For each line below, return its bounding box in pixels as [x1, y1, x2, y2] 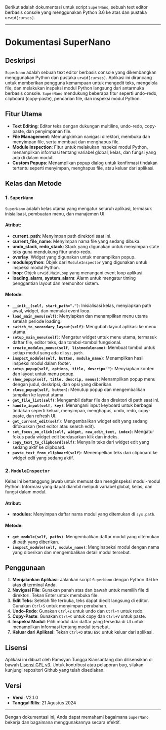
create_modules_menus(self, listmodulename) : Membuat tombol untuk [12, 344, 156, 350]
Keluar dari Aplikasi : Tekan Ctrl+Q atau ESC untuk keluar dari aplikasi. [12, 629, 154, 635]
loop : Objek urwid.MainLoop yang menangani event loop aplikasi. [12, 269, 144, 276]
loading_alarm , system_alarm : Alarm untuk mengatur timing [12, 275, 136, 281]
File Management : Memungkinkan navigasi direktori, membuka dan [12, 133, 151, 139]
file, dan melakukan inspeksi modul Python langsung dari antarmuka [5, 85, 144, 91]
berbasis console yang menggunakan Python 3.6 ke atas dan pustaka [5, 9, 147, 15]
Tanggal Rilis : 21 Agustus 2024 [12, 700, 77, 706]
